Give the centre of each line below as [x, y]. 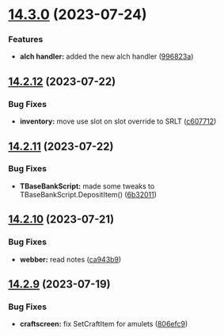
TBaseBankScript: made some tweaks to [87, 186]
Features [26, 40]
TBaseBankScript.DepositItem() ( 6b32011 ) [88, 194]
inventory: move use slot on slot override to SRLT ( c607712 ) [118, 121]
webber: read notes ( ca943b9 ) [70, 259]
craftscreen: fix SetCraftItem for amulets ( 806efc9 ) [104, 324]
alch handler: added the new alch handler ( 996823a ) [106, 56]
